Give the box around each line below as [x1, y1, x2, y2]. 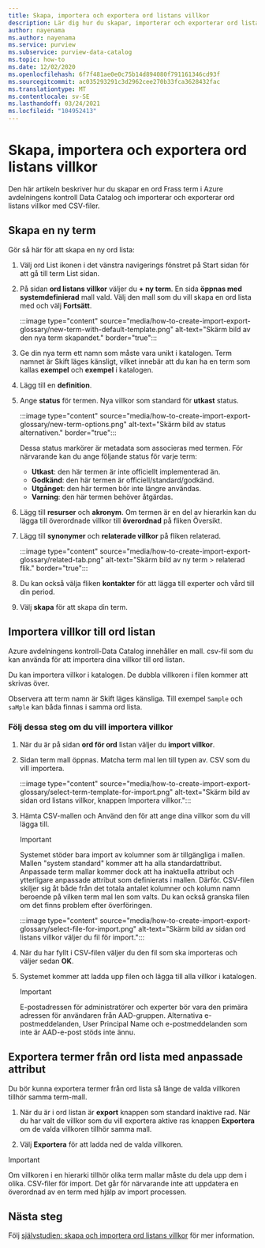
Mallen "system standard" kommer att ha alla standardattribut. [19, 858, 222, 868]
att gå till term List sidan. [19, 268, 100, 278]
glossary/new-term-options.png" [19, 419, 128, 429]
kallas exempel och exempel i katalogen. [19, 365, 154, 374]
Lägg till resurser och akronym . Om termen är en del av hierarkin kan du [19, 507, 256, 516]
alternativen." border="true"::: [19, 428, 117, 437]
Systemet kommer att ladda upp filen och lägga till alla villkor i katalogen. [19, 971, 257, 981]
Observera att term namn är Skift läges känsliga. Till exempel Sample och [8, 694, 243, 703]
